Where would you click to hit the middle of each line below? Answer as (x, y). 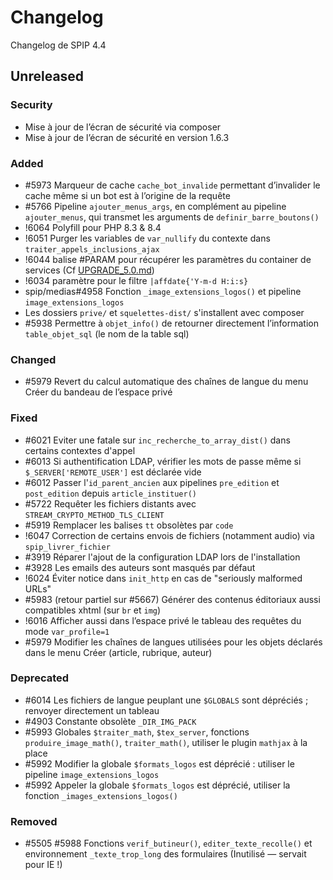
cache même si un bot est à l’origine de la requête (127, 195)
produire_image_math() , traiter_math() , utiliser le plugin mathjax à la (166, 742)
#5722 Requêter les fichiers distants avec (110, 503)
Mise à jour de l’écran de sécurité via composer (123, 127)
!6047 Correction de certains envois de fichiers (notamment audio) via (169, 535)
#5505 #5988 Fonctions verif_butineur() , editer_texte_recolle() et (168, 843)
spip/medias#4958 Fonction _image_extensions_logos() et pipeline (163, 291)
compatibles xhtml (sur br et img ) (93, 610)
